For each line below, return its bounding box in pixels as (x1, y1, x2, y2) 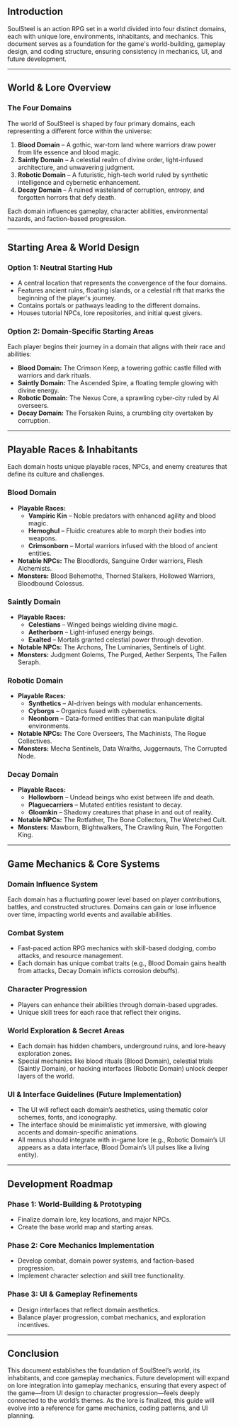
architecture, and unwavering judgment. (17, 163, 135, 171)
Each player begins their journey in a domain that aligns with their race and (7, 343, 225, 351)
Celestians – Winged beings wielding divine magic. (28, 620, 178, 629)
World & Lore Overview (7, 81, 111, 94)
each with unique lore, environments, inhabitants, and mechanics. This (7, 32, 214, 40)
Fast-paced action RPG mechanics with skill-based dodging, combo (17, 944, 217, 953)
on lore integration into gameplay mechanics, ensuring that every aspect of (7, 1381, 227, 1390)
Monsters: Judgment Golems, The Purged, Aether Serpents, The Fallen (17, 650, 227, 659)
